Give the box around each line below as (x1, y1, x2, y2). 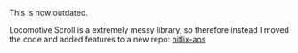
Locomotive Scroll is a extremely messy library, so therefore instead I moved (9, 25, 289, 34)
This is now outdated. (9, 8, 89, 18)
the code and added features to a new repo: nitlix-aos (9, 34, 206, 44)
